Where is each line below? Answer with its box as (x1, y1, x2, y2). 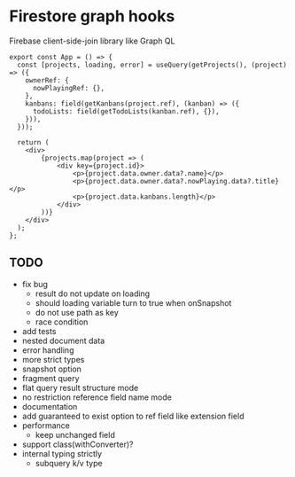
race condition (35, 317, 89, 327)
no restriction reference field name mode (21, 392, 173, 403)
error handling (21, 344, 74, 356)
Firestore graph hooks (9, 6, 175, 27)
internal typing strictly (21, 448, 103, 458)
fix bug (21, 278, 49, 289)
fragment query (21, 372, 80, 383)
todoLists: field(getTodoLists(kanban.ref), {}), (32, 106, 220, 116)
